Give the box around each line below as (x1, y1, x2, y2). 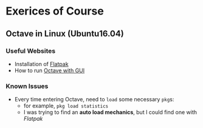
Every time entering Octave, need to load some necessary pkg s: (14, 96, 174, 103)
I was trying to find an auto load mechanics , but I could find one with (23, 109, 198, 116)
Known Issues (5, 82, 49, 90)
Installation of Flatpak (14, 60, 69, 67)
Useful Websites (5, 47, 56, 55)
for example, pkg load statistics (23, 102, 109, 110)
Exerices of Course (5, 4, 104, 18)
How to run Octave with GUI (14, 67, 85, 74)
